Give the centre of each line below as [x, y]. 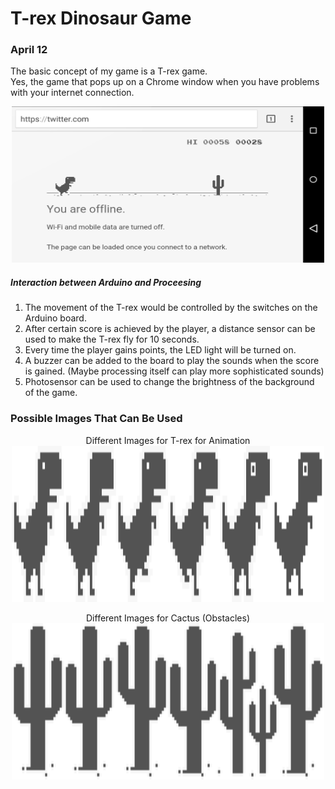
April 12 [29, 50]
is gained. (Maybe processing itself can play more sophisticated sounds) [174, 371]
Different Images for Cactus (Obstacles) [168, 618]
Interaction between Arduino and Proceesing [106, 283]
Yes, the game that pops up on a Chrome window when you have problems [165, 82]
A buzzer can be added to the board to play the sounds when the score [172, 361]
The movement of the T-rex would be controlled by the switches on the [171, 308]
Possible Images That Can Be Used [96, 419]
